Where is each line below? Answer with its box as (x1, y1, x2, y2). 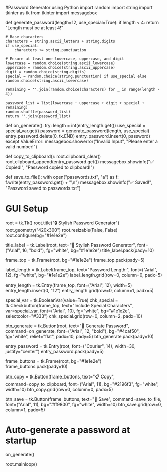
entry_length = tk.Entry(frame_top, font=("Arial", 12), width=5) (5, 281, 132, 288)
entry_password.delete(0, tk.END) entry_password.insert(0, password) (5, 133, 150, 139)
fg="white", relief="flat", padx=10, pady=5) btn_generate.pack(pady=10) (5, 333, 154, 339)
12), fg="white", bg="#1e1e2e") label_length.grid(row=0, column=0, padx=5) (5, 272, 162, 278)
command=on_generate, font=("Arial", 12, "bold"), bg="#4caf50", (5, 328, 140, 334)
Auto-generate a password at (5, 424, 130, 436)
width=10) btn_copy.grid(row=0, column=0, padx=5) (5, 386, 113, 392)
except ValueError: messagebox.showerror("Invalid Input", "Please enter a (5, 138, 158, 144)
